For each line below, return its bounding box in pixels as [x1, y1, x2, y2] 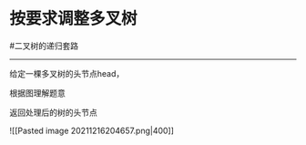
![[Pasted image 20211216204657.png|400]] [9, 125, 175, 136]
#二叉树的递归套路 [9, 40, 79, 51]
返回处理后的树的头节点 [9, 107, 97, 118]
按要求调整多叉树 [9, 8, 138, 29]
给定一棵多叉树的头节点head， [9, 67, 125, 78]
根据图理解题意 [9, 88, 66, 98]
